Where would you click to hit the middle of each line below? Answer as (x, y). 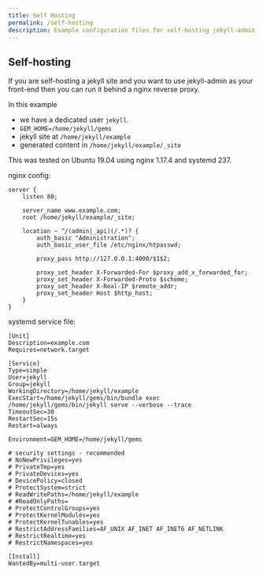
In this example (33, 105)
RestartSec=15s (33, 419)
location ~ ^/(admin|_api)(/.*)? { (81, 232)
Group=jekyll (30, 384)
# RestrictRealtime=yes (47, 536)
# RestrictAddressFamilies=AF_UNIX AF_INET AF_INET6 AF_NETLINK (116, 529)
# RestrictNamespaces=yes (50, 543)
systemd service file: (42, 322)
